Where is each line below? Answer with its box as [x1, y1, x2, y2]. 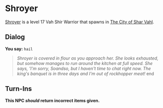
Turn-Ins [5, 85, 32, 93]
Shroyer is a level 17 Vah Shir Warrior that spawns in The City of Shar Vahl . [5, 19, 154, 25]
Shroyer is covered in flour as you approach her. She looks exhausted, [17, 55, 159, 61]
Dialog [5, 33, 25, 41]
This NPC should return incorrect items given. [5, 97, 100, 103]
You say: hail [5, 46, 33, 51]
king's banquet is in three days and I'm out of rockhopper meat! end [17, 71, 154, 77]
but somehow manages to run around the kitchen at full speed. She [17, 60, 153, 66]
